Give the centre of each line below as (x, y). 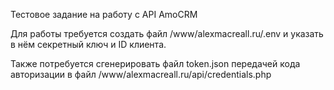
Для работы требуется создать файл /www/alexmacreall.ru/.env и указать (167, 33)
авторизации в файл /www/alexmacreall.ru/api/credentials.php (141, 74)
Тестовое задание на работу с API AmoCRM (104, 14)
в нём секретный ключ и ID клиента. (88, 44)
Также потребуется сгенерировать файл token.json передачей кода (155, 63)
